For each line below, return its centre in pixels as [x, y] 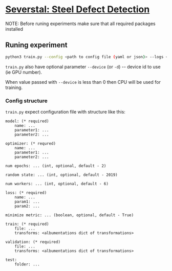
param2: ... [27, 206]
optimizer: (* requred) [31, 143]
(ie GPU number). [24, 72]
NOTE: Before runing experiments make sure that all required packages [80, 24]
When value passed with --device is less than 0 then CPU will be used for [83, 82]
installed [14, 29]
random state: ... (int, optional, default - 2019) [61, 175]
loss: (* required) [26, 193]
